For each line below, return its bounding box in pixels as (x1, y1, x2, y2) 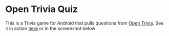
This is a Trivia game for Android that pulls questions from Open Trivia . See (5, 20, 164, 26)
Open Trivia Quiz (5, 3, 78, 15)
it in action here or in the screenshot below (5, 25, 96, 31)
